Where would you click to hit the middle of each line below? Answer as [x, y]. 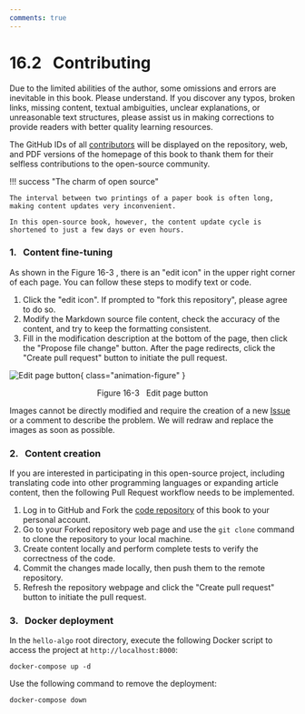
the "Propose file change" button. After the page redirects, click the [149, 347]
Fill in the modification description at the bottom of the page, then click [155, 338]
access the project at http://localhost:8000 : [94, 650]
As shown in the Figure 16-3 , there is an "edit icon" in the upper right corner [152, 272]
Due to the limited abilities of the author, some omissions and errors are [143, 88]
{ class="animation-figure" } [133, 375]
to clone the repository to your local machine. [108, 539]
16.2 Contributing [80, 62]
